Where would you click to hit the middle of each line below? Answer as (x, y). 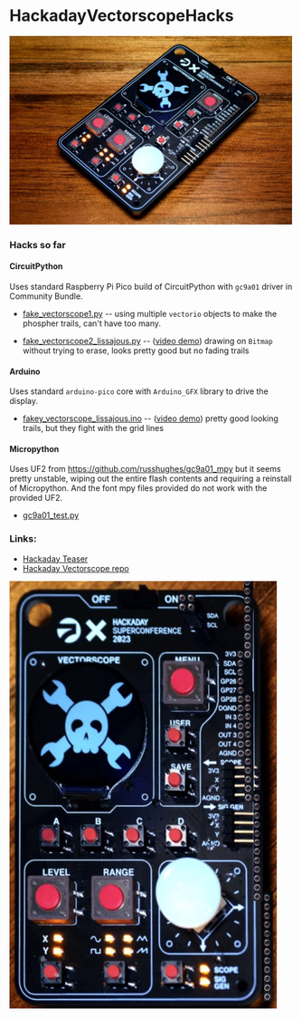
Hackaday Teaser (55, 559)
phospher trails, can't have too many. (91, 323)
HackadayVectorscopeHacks (122, 16)
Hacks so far (38, 245)
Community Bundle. (46, 296)
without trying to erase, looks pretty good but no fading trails (136, 351)
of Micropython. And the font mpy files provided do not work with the (138, 488)
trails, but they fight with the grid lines (93, 428)
